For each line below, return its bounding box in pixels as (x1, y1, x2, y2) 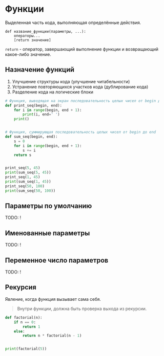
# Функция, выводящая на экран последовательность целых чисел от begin (5, 98, 156, 103)
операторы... (14, 33, 41, 38)
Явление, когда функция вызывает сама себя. (5, 296, 101, 302)
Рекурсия (5, 283, 37, 291)
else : (14, 329, 25, 334)
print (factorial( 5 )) (5, 346, 47, 352)
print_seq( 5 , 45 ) (5, 165, 41, 171)
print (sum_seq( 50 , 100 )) (5, 188, 56, 193)
